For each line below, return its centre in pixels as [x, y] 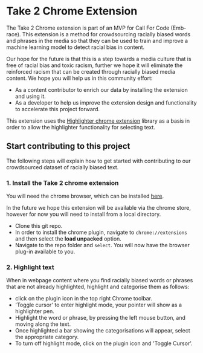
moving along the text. [43, 324]
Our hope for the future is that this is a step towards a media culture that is [99, 59]
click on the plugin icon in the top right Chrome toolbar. [84, 299]
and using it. [31, 96]
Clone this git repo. [39, 226]
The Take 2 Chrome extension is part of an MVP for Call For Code [88, 28]
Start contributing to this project [68, 146]
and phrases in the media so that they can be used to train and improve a [97, 40]
